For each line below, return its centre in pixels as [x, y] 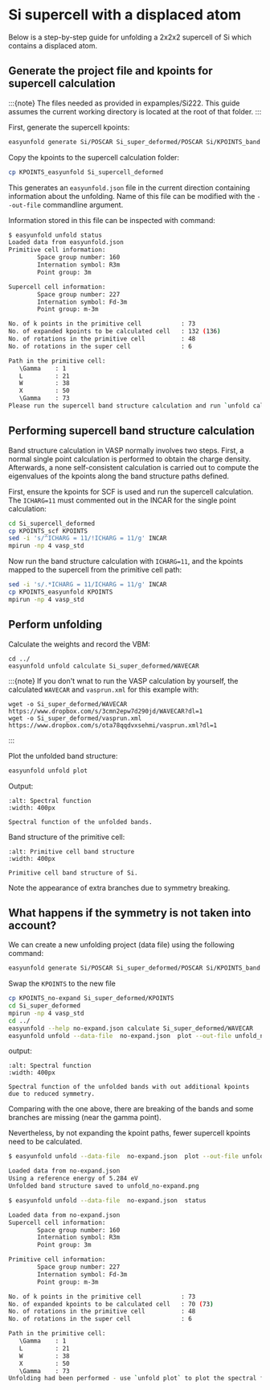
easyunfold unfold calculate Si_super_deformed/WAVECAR [104, 666]
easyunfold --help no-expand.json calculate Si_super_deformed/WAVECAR [131, 1028]
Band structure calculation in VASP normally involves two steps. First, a [126, 450]
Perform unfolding [55, 625]
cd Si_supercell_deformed [51, 523]
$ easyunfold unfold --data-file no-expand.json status [107, 1200]
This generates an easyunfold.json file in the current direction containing [129, 188]
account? [33, 925]
